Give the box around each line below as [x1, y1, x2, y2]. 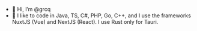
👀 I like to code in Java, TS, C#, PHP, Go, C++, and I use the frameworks [11, 12, 191, 19]
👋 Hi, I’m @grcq [11, 6, 51, 13]
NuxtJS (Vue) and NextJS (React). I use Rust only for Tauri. [11, 18, 159, 25]
